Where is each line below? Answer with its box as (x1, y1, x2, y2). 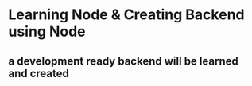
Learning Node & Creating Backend (8, 6, 245, 24)
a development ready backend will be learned (8, 54, 238, 68)
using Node (8, 22, 86, 41)
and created (8, 66, 70, 80)
